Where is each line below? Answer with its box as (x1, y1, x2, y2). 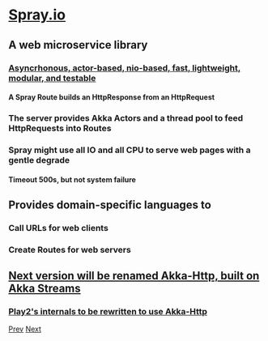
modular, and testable (8, 72, 96, 83)
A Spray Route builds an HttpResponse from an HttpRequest (8, 92, 215, 102)
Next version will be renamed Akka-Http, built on (8, 269, 260, 283)
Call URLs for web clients (8, 222, 109, 233)
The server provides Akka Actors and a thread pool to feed (8, 113, 244, 124)
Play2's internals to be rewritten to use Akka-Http (8, 306, 208, 318)
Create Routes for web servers (8, 244, 131, 255)
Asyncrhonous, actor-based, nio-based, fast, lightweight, (8, 62, 241, 74)
